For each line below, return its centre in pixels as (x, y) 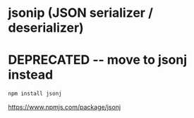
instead (31, 75)
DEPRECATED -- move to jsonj (98, 60)
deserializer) (46, 28)
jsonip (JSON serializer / (81, 13)
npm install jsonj (35, 94)
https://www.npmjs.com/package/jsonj (65, 107)
